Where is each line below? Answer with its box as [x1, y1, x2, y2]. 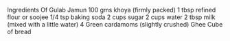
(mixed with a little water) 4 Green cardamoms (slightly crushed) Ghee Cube [7, 20, 223, 28]
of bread [7, 27, 32, 36]
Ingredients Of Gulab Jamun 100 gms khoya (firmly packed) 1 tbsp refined [7, 6, 216, 14]
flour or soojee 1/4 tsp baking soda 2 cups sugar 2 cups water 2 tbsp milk [7, 13, 216, 21]
